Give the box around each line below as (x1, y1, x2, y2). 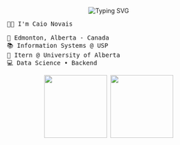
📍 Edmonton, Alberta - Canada (6, 34, 109, 42)
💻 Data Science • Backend (6, 59, 98, 67)
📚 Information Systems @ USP (6, 42, 109, 49)
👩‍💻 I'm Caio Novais (6, 20, 73, 28)
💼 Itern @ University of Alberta (6, 51, 120, 59)
